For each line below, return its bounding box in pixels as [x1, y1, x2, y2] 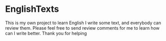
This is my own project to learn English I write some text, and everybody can [5, 20, 161, 26]
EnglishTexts [5, 3, 59, 15]
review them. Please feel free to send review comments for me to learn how [5, 25, 160, 31]
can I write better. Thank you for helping [5, 30, 87, 36]
